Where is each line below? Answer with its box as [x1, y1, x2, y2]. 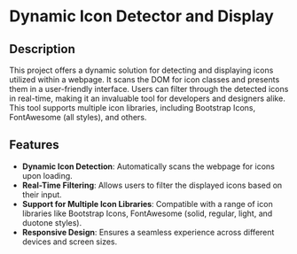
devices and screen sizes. [21, 236, 118, 247]
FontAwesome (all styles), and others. [9, 112, 147, 122]
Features [9, 137, 59, 152]
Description [9, 42, 75, 57]
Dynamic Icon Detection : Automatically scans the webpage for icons [21, 161, 275, 172]
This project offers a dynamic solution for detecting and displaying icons [9, 65, 274, 75]
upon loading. [21, 170, 73, 181]
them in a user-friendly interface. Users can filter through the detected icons [9, 84, 289, 94]
